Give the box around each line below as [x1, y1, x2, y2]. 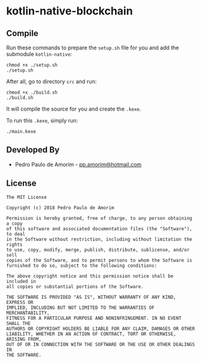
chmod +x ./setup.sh [6, 62, 58, 68]
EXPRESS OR [6, 299, 34, 305]
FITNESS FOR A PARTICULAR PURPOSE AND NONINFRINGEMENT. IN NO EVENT [6, 315, 182, 321]
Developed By [6, 145, 60, 155]
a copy [6, 221, 23, 227]
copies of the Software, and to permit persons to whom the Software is [6, 257, 193, 263]
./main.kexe [6, 129, 36, 135]
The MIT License [6, 194, 47, 200]
